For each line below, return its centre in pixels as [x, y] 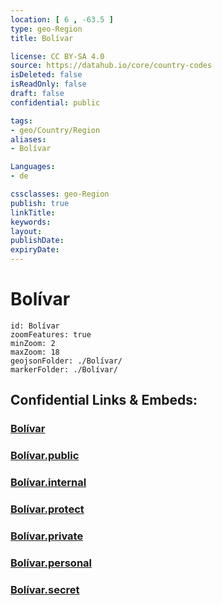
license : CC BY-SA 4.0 [57, 56]
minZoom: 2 [33, 343]
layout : [26, 231]
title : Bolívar [42, 38]
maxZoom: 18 [35, 352]
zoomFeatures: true [51, 334]
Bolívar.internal [48, 483]
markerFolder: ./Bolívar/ [64, 369]
